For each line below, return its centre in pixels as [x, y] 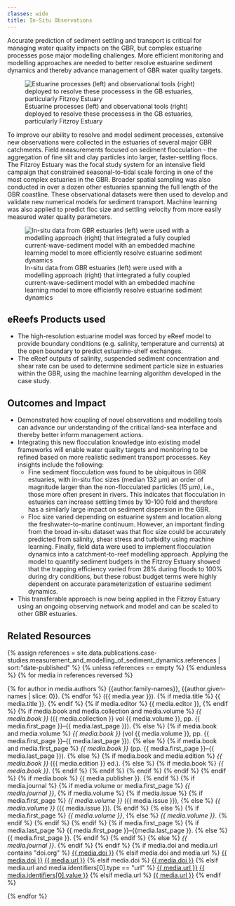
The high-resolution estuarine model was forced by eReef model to [114, 336]
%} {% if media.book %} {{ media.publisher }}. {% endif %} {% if [101, 778]
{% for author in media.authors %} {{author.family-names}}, [94, 688]
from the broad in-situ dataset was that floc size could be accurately [127, 532]
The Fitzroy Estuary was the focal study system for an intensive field [106, 164]
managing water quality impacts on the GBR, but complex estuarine [105, 48]
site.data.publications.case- [117, 653]
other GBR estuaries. [47, 614]
